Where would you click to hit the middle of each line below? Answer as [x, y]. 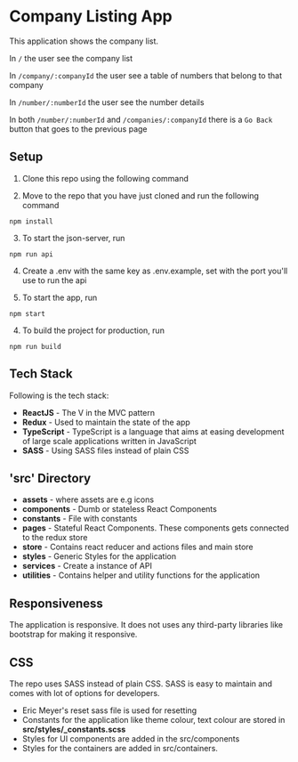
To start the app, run [60, 297]
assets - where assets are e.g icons [88, 499]
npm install [31, 221]
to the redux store [55, 538]
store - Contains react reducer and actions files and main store [137, 547]
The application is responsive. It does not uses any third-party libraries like [146, 625]
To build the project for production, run [93, 330]
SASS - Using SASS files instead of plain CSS [105, 450]
